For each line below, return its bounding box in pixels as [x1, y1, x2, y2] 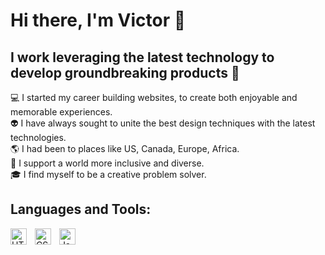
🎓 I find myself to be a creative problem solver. [10, 169, 207, 180]
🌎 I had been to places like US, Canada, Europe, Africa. [10, 143, 240, 154]
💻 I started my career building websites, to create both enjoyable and [10, 92, 298, 103]
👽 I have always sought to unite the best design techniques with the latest [10, 117, 316, 129]
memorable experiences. [10, 106, 113, 118]
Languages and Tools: [10, 201, 152, 218]
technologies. [10, 132, 67, 143]
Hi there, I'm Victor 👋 [10, 9, 187, 32]
